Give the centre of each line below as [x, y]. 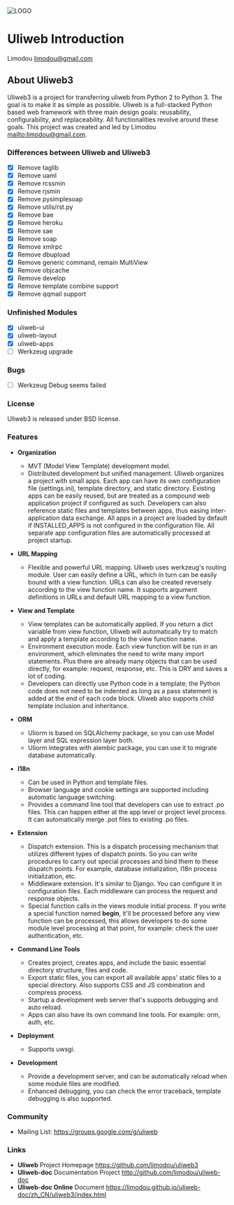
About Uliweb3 [41, 80]
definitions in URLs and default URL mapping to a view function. [119, 597]
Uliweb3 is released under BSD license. [64, 419]
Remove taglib [38, 168]
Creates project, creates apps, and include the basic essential [117, 962]
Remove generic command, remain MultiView [83, 262]
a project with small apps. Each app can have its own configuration [124, 481]
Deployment [36, 1035]
